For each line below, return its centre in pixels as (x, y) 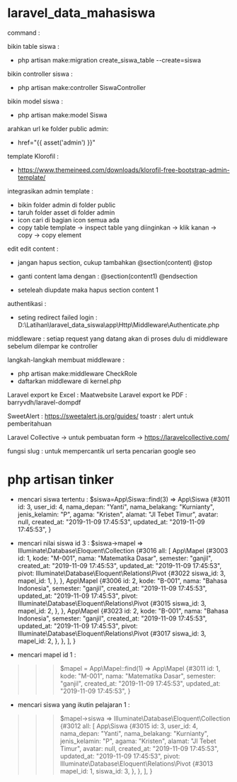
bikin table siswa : (34, 46)
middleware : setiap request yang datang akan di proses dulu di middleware (118, 339)
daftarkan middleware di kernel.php (69, 381)
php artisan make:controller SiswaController (82, 87)
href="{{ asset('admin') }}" (56, 142)
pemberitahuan (29, 424)
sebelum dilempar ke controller (53, 346)
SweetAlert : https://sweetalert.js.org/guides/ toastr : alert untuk (100, 416)
